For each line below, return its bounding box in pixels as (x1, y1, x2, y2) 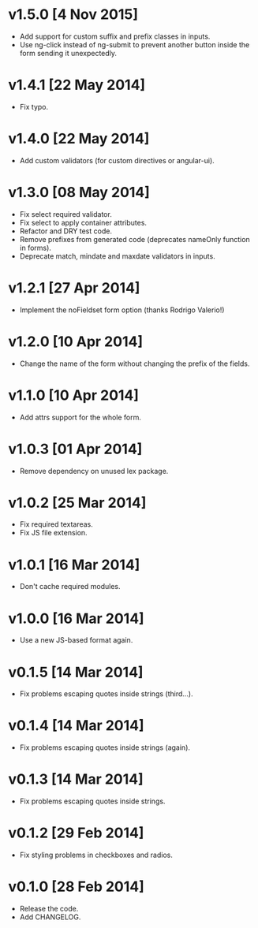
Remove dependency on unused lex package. (19, 466, 169, 475)
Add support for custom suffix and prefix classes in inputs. (19, 32, 211, 41)
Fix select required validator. (19, 209, 112, 218)
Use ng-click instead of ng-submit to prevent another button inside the (19, 39, 250, 49)
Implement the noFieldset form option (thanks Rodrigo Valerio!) (19, 305, 225, 315)
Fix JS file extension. (19, 528, 88, 538)
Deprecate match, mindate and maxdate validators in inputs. (19, 251, 215, 261)
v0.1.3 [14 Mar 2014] (8, 770, 144, 788)
